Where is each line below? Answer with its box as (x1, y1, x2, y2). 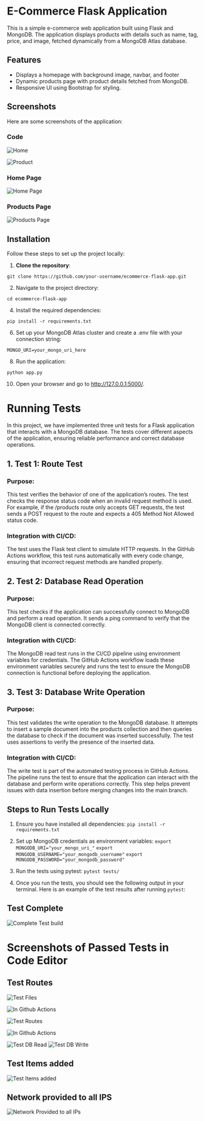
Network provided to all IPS (7, 1092, 112, 1102)
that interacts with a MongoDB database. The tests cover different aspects (7, 428, 193, 436)
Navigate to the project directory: (15, 284, 99, 292)
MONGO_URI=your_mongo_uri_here (7, 348, 86, 354)
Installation (7, 234, 50, 244)
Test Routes (7, 978, 53, 988)
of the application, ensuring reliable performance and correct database (7, 434, 185, 442)
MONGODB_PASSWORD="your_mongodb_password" (15, 857, 125, 863)
